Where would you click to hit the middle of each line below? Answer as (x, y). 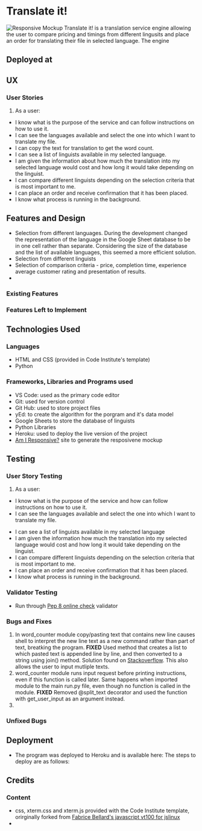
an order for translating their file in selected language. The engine (88, 40)
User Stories (25, 97)
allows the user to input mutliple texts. (62, 667)
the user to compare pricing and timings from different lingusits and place (98, 34)
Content (19, 797)
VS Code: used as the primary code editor (67, 395)
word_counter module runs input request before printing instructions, (101, 673)
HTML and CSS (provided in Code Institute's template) (83, 360)
